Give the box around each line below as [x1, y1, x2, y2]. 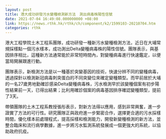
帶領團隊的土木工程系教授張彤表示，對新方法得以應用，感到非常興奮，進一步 [5, 104, 161, 110]
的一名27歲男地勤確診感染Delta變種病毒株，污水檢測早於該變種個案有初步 [5, 81, 155, 87]
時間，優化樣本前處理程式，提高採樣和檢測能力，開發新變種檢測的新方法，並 [5, 116, 161, 122]
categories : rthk [5, 26, 41, 31]
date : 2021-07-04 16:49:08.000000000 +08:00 [5, 16, 98, 21]
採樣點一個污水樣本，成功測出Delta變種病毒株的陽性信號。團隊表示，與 [9, 46, 155, 52]
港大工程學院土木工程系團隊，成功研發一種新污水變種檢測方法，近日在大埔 [5, 40, 157, 46]
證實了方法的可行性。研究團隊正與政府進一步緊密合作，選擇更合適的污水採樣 [5, 110, 161, 116]
